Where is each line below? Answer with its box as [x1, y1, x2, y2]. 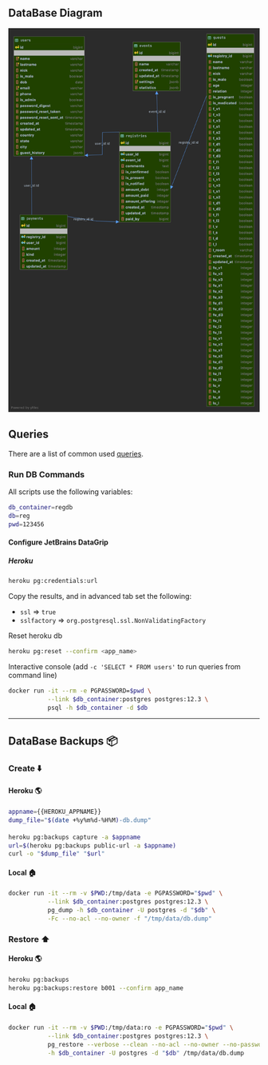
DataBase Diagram [8, 6, 103, 20]
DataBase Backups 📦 [8, 734, 118, 748]
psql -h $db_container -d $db [47, 704, 148, 712]
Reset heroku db [8, 631, 62, 640]
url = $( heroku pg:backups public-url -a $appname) [8, 841, 177, 850]
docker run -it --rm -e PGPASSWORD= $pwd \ [8, 687, 152, 695]
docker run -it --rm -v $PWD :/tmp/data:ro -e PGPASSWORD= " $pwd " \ [8, 1023, 234, 1032]
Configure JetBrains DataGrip [8, 537, 109, 547]
